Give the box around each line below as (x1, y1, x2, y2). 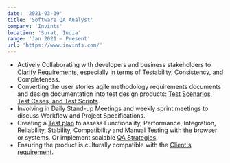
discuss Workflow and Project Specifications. (16, 112, 146, 120)
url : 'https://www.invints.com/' (7, 42, 103, 49)
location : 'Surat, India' (7, 29, 81, 36)
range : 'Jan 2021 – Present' (7, 36, 91, 42)
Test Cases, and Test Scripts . (16, 97, 100, 105)
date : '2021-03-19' (7, 10, 63, 17)
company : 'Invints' (7, 23, 63, 29)
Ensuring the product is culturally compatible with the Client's (16, 141, 192, 149)
